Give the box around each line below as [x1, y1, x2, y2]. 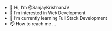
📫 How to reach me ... [9, 21, 56, 27]
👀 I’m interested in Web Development [9, 10, 86, 16]
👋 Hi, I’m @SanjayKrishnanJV [9, 5, 70, 10]
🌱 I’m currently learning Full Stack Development [9, 15, 108, 21]
